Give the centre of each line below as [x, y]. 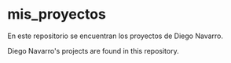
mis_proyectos [57, 14]
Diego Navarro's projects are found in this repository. [93, 51]
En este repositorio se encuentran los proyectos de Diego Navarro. [115, 36]
